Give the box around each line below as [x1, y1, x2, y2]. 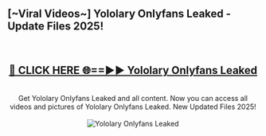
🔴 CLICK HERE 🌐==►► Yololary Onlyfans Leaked [8, 64, 258, 77]
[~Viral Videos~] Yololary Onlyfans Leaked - [7, 7, 232, 21]
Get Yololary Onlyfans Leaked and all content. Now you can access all [18, 93, 248, 103]
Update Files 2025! [7, 20, 104, 33]
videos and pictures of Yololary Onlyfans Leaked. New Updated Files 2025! [10, 102, 256, 111]
